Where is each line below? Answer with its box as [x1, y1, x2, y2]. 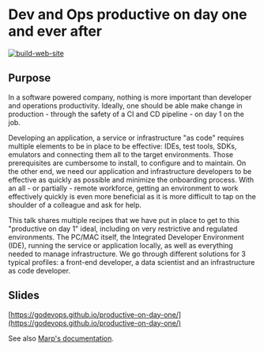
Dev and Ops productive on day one [8, 6, 247, 24]
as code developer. [8, 266, 71, 275]
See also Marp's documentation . [8, 334, 115, 343]
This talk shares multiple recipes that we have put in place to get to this [8, 215, 239, 225]
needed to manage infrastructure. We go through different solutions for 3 [8, 249, 247, 259]
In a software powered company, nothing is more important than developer [8, 92, 252, 102]
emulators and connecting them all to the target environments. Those [8, 149, 234, 159]
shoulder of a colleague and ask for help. [8, 200, 142, 209]
